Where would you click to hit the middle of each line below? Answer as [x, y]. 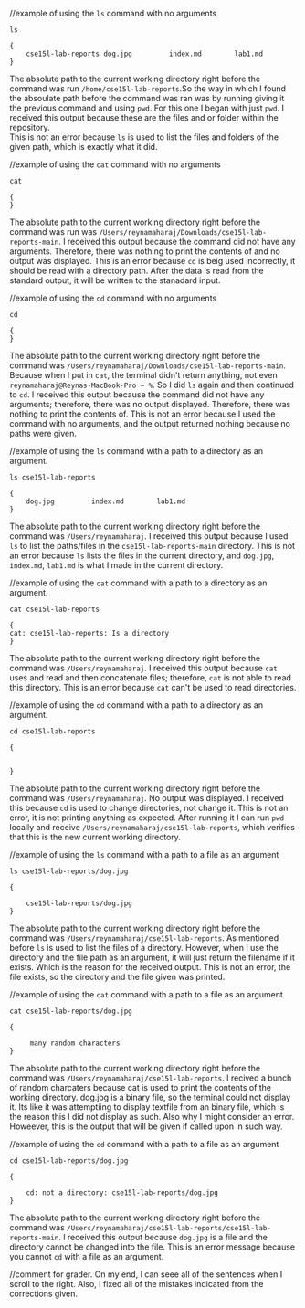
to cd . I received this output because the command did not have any [137, 395]
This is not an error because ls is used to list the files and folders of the [144, 137]
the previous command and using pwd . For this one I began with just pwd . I [147, 108]
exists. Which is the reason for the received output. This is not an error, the [150, 967]
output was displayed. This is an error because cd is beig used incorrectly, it [152, 261]
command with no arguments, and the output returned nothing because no [150, 423]
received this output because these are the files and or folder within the [144, 117]
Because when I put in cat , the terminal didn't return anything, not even [143, 375]
